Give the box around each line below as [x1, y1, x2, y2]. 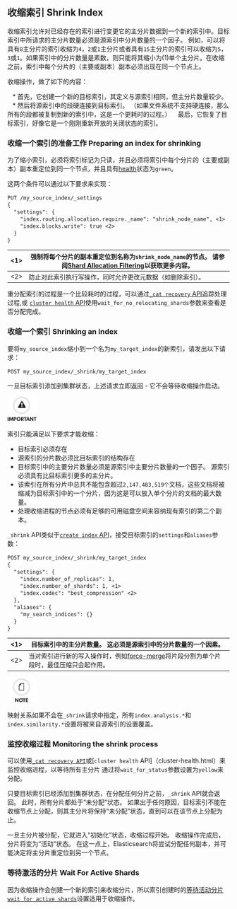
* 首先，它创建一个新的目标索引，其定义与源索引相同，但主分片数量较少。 [12, 92, 228, 100]
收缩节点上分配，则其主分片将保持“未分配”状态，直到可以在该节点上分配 [7, 807, 217, 816]
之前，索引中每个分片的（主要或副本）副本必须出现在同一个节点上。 [7, 62, 205, 71]
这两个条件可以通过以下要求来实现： [7, 180, 113, 188]
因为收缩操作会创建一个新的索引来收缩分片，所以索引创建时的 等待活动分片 [7, 885, 224, 893]
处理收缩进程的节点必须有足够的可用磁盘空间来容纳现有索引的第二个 [17, 506, 216, 515]
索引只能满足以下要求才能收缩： [7, 429, 100, 438]
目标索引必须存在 [17, 444, 68, 453]
